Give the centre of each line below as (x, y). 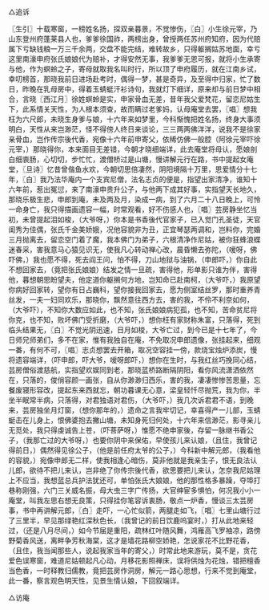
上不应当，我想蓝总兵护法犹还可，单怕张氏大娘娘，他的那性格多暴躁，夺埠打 (134, 480)
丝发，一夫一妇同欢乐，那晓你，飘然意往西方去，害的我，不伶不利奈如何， (131, 300)
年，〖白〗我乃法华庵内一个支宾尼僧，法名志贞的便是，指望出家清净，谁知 (129, 179)
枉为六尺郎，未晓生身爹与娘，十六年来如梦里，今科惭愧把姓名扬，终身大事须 (134, 119)
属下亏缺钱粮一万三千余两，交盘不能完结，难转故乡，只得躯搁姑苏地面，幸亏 (134, 49)
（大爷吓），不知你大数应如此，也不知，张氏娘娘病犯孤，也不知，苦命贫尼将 (133, 310)
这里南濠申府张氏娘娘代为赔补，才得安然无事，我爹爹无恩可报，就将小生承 (131, 59)
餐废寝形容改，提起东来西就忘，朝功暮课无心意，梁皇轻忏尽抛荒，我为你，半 (134, 390)
